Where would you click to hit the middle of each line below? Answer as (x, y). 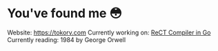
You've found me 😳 (65, 13)
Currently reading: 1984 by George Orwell (67, 39)
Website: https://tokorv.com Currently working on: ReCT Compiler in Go (109, 32)
